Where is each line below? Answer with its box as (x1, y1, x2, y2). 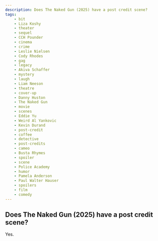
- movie (14, 104, 30, 109)
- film (14, 187, 28, 192)
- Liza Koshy (14, 21, 41, 26)
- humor (14, 169, 30, 174)
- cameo (14, 146, 30, 151)
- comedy (14, 192, 32, 197)
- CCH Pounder (14, 35, 43, 40)
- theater (14, 26, 35, 31)
